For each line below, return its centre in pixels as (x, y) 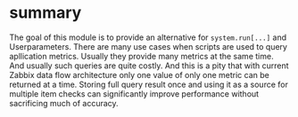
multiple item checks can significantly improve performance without (134, 94)
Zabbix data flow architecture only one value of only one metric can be (139, 74)
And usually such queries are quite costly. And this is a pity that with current (149, 66)
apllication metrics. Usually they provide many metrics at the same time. (141, 56)
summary (46, 13)
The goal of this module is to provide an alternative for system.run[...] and (148, 37)
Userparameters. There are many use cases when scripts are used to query (149, 46)
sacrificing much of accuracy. (64, 103)
